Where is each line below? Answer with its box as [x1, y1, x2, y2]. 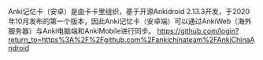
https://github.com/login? [157, 26, 239, 35]
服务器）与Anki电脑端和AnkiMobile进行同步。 [8, 26, 156, 35]
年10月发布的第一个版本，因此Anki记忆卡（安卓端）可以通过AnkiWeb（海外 [8, 16, 252, 26]
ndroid [8, 44, 30, 52]
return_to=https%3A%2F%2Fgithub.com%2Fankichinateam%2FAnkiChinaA [8, 35, 255, 44]
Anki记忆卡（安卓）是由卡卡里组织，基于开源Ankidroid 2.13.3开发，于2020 [8, 7, 250, 16]
